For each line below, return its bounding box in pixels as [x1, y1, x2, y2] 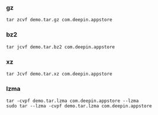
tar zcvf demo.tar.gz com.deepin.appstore [6, 17, 112, 23]
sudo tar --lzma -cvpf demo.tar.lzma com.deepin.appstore [6, 103, 152, 109]
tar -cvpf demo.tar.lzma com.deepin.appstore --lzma [6, 98, 139, 104]
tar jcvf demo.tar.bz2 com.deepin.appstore [6, 44, 115, 50]
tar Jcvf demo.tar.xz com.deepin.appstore [6, 71, 112, 77]
